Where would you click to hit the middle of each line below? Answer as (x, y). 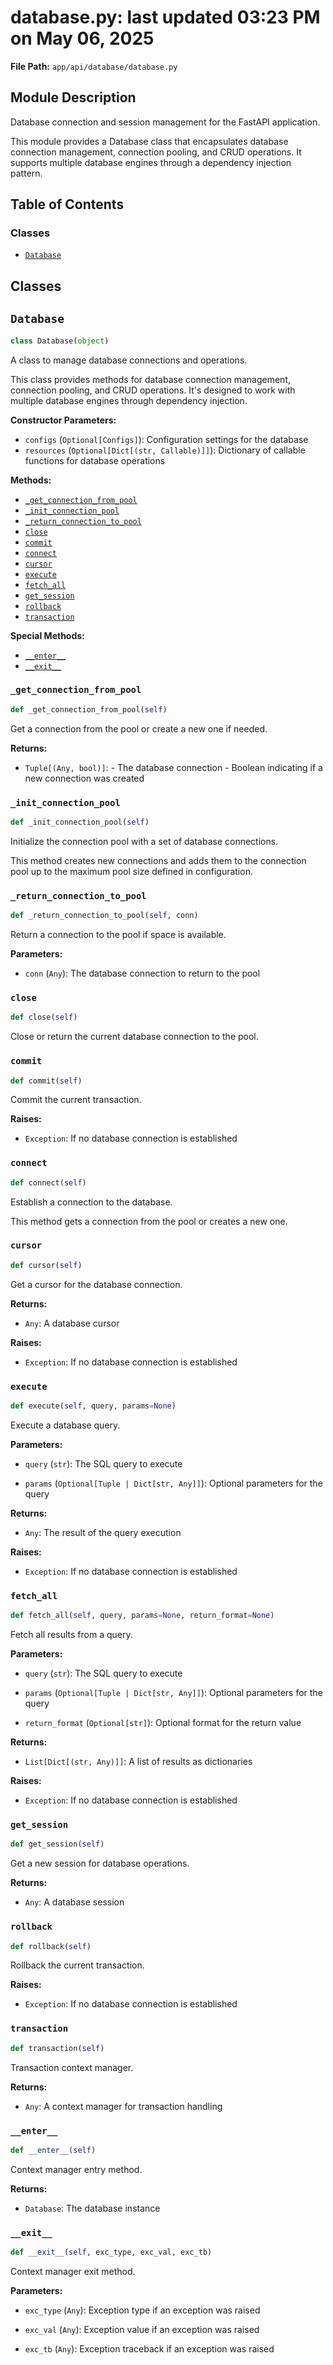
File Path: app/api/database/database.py (94, 66)
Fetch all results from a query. (71, 1635)
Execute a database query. (65, 1425)
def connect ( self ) (48, 1182)
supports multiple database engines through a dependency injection (151, 162)
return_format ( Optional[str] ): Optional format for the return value (163, 1723)
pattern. (26, 173)
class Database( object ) (60, 341)
